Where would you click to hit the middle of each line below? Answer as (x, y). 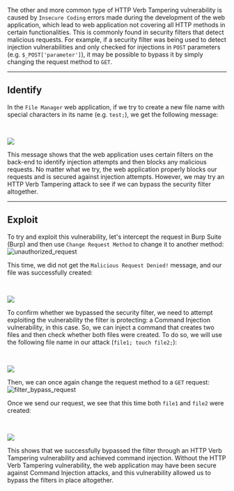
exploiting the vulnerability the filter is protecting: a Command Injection (109, 320)
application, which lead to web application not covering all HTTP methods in (116, 25)
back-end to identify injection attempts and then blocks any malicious (107, 162)
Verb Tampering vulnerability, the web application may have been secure (112, 465)
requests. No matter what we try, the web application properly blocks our (112, 169)
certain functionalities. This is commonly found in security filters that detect (116, 32)
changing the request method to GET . (60, 62)
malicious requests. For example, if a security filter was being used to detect (117, 40)
